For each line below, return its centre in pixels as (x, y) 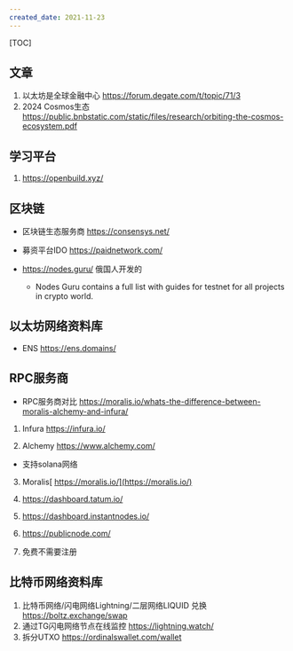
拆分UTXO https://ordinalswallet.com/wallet (102, 637)
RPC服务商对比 (49, 401)
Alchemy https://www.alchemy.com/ (88, 445)
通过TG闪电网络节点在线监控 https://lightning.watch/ (118, 625)
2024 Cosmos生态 (56, 106)
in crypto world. (64, 296)
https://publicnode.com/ (66, 533)
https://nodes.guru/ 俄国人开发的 (82, 269)
